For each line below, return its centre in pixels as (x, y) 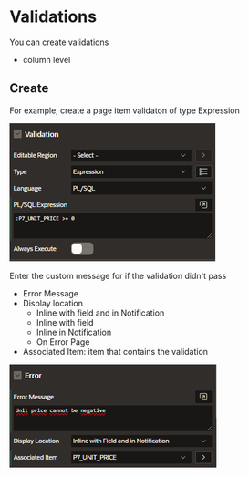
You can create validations (59, 42)
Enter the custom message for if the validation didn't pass (118, 275)
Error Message (51, 293)
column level (47, 59)
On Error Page (63, 342)
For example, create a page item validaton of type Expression (124, 110)
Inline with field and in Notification (100, 313)
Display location (53, 303)
